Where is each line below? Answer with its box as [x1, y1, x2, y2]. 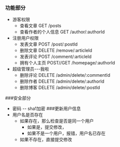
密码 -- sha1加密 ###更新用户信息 [12, 105, 81, 112]
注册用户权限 [12, 35, 39, 41]
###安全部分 [5, 95, 31, 101]
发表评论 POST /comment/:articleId [19, 53, 92, 60]
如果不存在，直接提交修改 [19, 137, 72, 143]
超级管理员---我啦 [12, 66, 50, 72]
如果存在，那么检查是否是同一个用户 [19, 118, 94, 124]
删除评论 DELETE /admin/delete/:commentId [19, 72, 111, 78]
